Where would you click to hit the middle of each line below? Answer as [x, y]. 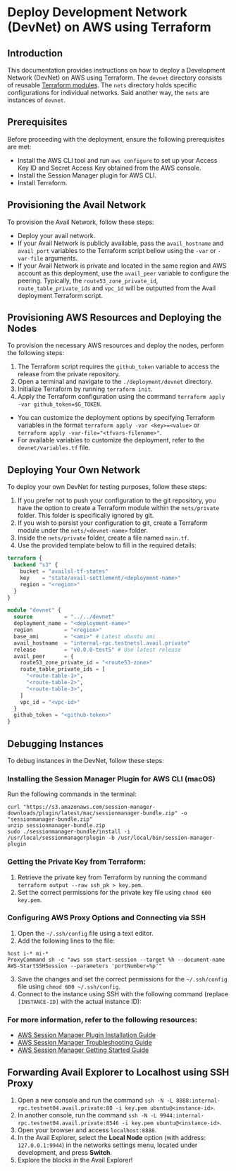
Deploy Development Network [98, 12]
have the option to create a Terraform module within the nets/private [118, 508]
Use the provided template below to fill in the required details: [107, 545]
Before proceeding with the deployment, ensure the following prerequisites [116, 139]
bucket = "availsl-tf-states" [64, 571]
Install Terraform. [43, 182]
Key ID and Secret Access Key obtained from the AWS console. [109, 168]
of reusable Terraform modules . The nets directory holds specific [102, 85]
